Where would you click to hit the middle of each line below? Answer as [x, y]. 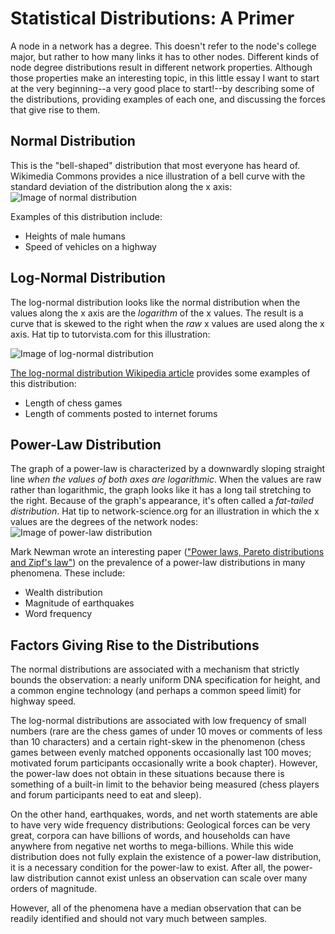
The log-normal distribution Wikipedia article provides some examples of [160, 373]
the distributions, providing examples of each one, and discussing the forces [168, 99]
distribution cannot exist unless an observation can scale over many [167, 878]
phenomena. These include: [68, 573]
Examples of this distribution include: [86, 216]
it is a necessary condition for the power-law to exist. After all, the [146, 868]
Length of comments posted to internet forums [121, 413]
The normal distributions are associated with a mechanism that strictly [155, 669]
